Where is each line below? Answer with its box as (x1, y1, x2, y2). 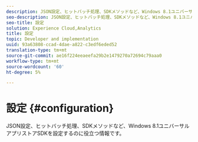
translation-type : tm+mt (6, 47, 67, 53)
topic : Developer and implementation (6, 36, 99, 42)
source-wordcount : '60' (6, 63, 65, 70)
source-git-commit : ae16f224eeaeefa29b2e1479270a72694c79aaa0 (6, 53, 162, 59)
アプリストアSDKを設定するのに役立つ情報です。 (6, 130, 125, 137)
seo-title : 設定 (6, 20, 44, 25)
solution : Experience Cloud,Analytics (6, 25, 101, 31)
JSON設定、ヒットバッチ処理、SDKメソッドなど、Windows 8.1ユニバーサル (6, 122, 190, 130)
